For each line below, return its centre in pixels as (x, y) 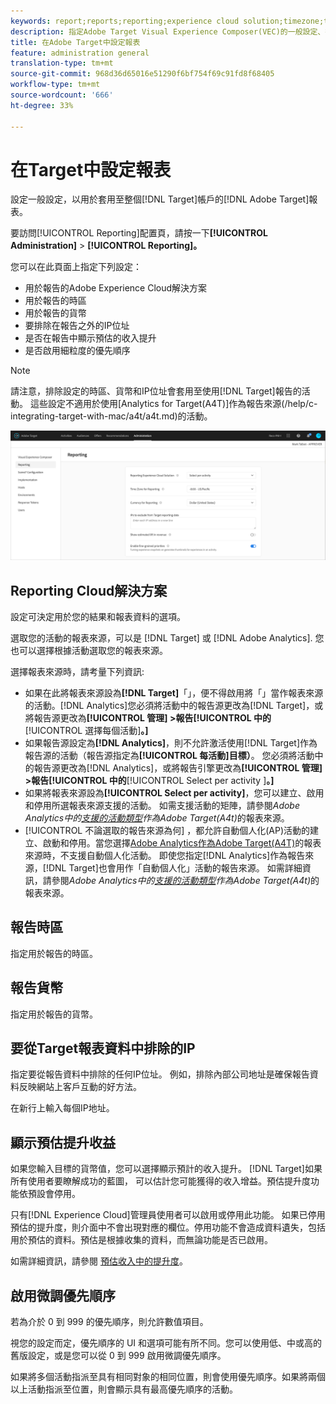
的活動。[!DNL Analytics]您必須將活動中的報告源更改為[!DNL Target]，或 (174, 705)
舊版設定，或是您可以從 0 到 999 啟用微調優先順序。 (118, 1356)
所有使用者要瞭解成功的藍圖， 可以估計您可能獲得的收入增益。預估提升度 (160, 1181)
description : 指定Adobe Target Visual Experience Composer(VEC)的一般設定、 (168, 31)
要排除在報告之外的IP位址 (77, 326)
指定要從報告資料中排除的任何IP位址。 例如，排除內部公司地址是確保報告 (160, 1074)
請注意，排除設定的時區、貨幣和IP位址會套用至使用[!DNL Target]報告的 (156, 391)
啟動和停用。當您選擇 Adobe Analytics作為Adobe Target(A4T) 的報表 (182, 842)
